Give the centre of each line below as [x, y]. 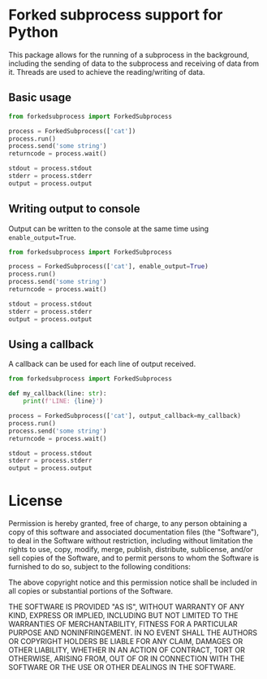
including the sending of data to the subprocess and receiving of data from [134, 63]
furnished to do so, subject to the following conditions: [99, 567]
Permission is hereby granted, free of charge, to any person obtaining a [128, 524]
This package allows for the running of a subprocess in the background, [129, 54]
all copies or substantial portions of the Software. [90, 591]
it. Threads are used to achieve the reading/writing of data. [107, 72]
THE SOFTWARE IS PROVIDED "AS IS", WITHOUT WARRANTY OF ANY [127, 607]
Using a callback [51, 344]
